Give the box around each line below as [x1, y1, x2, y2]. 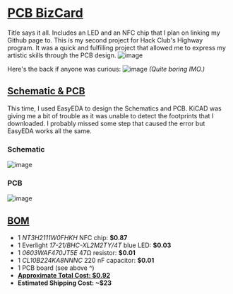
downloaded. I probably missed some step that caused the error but [7, 119, 205, 128]
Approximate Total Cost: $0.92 [17, 271, 111, 280]
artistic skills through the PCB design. [7, 51, 116, 60]
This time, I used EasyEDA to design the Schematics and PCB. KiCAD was [7, 104, 222, 113]
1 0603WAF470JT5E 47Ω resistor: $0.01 [17, 249, 136, 257]
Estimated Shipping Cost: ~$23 [17, 278, 112, 288]
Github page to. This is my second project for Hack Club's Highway [7, 35, 203, 44]
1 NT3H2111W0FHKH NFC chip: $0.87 [17, 234, 128, 242]
